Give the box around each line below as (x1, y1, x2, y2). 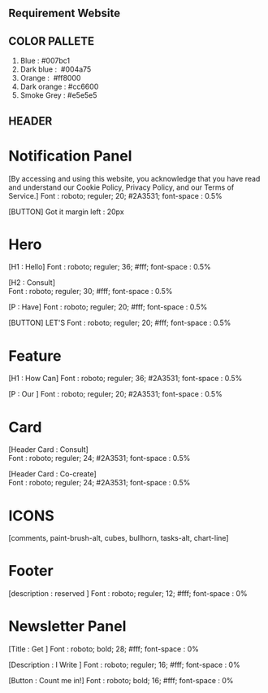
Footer (8, 562, 54, 581)
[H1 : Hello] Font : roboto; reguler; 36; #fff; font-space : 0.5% (8, 262, 211, 272)
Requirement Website (8, 7, 120, 20)
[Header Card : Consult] (8, 445, 89, 454)
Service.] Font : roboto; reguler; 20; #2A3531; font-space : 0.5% (8, 191, 223, 200)
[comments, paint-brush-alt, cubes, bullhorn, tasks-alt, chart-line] (8, 533, 229, 543)
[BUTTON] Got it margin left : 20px (8, 207, 124, 217)
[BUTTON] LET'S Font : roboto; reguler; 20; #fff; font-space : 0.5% (8, 318, 231, 328)
